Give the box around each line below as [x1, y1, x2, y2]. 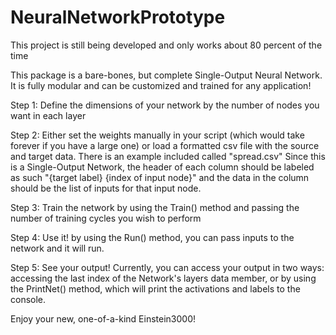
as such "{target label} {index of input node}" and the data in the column [10, 171, 310, 183]
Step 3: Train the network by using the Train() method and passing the [10, 201, 300, 213]
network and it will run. [10, 242, 105, 254]
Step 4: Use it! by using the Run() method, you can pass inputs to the [10, 231, 295, 243]
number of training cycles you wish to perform [10, 212, 202, 224]
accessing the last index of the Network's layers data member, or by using [10, 272, 317, 284]
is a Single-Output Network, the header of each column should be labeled [10, 161, 315, 173]
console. [10, 293, 47, 305]
